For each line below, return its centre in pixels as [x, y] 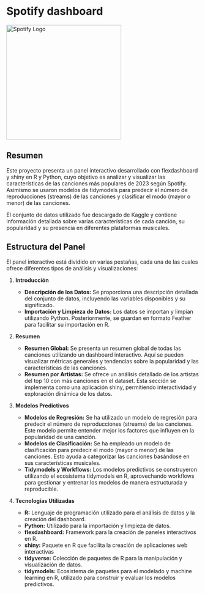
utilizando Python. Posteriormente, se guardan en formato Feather [108, 318]
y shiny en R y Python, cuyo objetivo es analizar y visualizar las [86, 177]
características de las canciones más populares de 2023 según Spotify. [97, 183]
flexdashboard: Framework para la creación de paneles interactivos [110, 532]
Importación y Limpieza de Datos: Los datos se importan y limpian [109, 311]
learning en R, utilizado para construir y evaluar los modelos [100, 577]
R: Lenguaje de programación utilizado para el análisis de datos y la [110, 513]
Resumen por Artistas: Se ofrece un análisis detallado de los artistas [111, 374]
